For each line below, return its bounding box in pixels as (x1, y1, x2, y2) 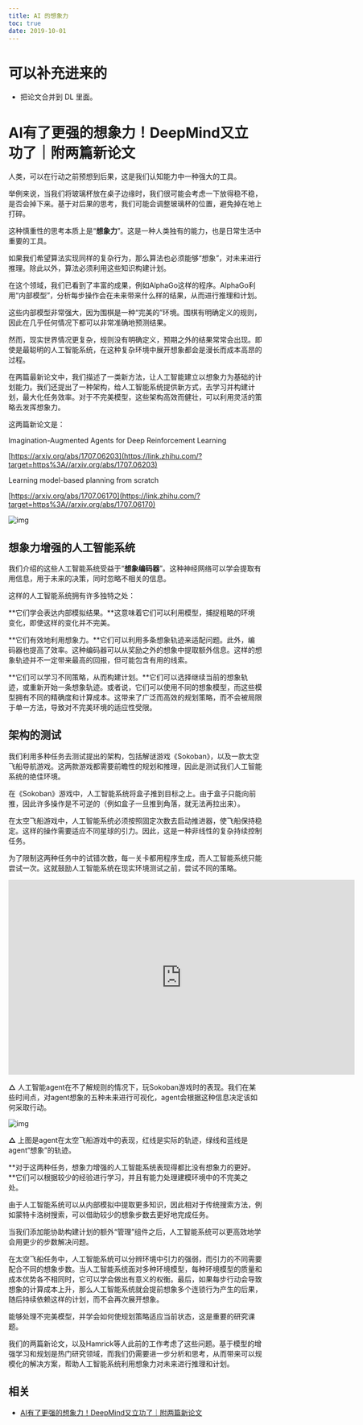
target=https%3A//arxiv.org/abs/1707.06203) (8, 460, 159, 470)
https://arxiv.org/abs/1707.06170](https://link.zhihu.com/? (10, 491, 201, 501)
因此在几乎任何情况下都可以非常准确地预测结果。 (8, 318, 171, 327)
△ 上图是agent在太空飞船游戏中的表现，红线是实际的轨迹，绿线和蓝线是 (8, 1135, 249, 1145)
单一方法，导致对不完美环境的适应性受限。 (14, 703, 157, 712)
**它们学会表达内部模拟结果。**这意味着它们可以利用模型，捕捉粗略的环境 (8, 608, 256, 617)
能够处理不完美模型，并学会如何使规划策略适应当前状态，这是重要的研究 (8, 1311, 248, 1321)
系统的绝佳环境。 (8, 771, 65, 781)
